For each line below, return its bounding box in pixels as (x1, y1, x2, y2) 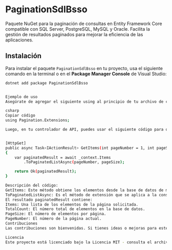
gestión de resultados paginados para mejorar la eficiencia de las (5, 31, 143, 37)
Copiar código (5, 113, 36, 118)
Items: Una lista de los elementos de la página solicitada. (5, 202, 139, 207)
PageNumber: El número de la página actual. (5, 216, 102, 221)
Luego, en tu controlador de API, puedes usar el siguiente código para (5, 127, 164, 132)
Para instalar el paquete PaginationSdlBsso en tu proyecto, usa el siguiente (5, 65, 163, 71)
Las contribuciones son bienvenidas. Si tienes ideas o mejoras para (5, 225, 157, 231)
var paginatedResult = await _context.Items (14, 155, 111, 160)
